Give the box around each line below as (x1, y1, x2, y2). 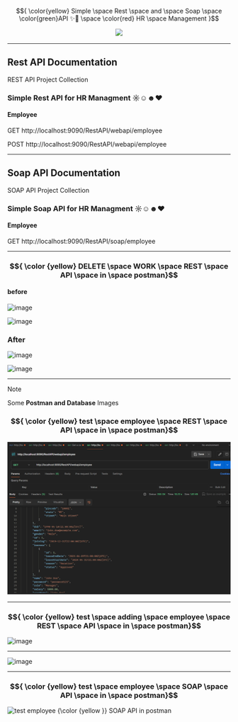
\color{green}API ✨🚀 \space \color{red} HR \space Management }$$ (18, 14, 220, 23)
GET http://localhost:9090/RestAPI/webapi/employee (7, 126, 163, 135)
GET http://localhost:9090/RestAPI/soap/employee (7, 237, 156, 245)
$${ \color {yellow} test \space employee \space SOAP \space (9, 681, 229, 691)
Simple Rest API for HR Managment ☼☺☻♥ (7, 93, 163, 103)
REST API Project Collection (7, 75, 89, 84)
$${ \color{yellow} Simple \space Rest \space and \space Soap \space (16, 7, 222, 15)
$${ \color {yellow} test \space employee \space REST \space (10, 417, 228, 427)
